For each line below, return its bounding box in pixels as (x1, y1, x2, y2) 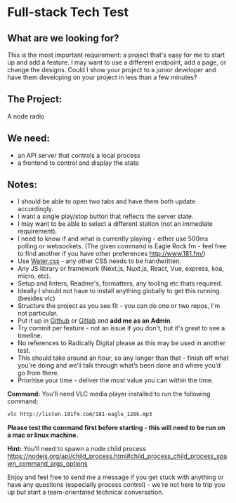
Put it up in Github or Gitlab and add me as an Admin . (17, 316, 173, 325)
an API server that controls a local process (17, 151, 140, 159)
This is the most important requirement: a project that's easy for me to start (7, 51, 225, 59)
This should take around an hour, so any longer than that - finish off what (17, 354, 229, 362)
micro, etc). (17, 271, 51, 281)
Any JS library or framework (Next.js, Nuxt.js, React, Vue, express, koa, (17, 264, 225, 273)
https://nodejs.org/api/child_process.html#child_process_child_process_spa (7, 452, 228, 460)
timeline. (17, 331, 43, 340)
